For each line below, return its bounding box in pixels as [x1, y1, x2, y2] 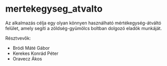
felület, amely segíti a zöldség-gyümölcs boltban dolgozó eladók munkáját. [5, 25, 162, 31]
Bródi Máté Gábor [12, 45, 50, 51]
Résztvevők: [5, 35, 31, 41]
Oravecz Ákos [12, 55, 42, 61]
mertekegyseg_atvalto [5, 3, 103, 15]
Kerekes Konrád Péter [12, 50, 58, 56]
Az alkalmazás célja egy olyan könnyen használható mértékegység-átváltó [5, 20, 161, 26]
